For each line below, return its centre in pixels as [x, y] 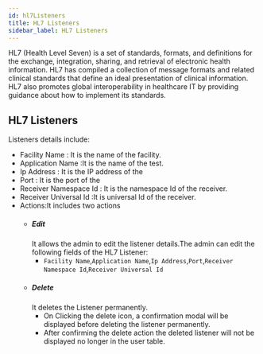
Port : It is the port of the [60, 181]
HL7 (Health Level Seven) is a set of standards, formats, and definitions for [130, 53]
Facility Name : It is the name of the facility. [90, 155]
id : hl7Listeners [37, 16]
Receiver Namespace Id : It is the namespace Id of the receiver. [124, 189]
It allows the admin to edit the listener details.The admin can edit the [143, 244]
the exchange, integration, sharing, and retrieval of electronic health [119, 61]
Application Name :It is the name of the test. [92, 163]
